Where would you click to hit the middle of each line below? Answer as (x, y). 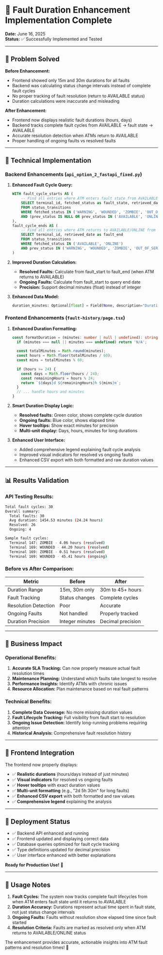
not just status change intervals (43, 912)
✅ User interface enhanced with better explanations (64, 855)
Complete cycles (119, 597)
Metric (31, 581)
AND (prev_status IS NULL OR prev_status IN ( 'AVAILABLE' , (82, 216)
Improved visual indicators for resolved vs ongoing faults (76, 455)
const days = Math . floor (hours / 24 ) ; (60, 374)
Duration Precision (29, 621)
